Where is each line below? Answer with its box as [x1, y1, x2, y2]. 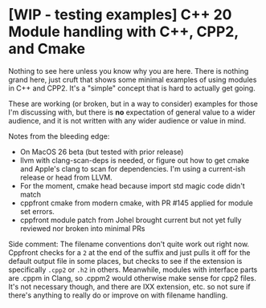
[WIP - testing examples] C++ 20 [8, 6, 232, 24]
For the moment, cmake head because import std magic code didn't [19, 180, 245, 190]
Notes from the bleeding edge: [8, 131, 110, 141]
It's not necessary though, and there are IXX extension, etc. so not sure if [8, 282, 251, 291]
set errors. [19, 206, 55, 216]
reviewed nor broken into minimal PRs [19, 223, 145, 233]
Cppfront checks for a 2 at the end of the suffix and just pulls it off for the [8, 247, 251, 257]
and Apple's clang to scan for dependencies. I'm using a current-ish [19, 164, 246, 173]
